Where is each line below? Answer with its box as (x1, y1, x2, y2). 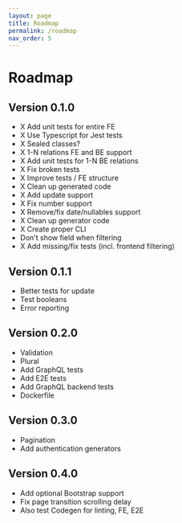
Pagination (19, 435, 56, 444)
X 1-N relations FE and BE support (19, 148, 132, 157)
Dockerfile (19, 390, 55, 400)
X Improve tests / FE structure (19, 174, 119, 183)
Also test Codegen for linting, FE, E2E (19, 505, 144, 515)
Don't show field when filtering (19, 233, 122, 243)
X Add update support (19, 190, 94, 200)
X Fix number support (19, 198, 92, 209)
